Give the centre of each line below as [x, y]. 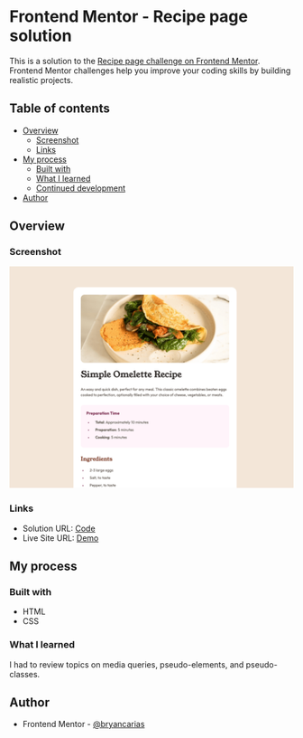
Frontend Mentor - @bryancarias [83, 724]
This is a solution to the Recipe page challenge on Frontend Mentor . [135, 61]
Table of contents [60, 109]
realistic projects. [41, 80]
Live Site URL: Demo [60, 538]
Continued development [81, 188]
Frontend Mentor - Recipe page [129, 17]
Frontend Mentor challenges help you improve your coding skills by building [150, 71]
